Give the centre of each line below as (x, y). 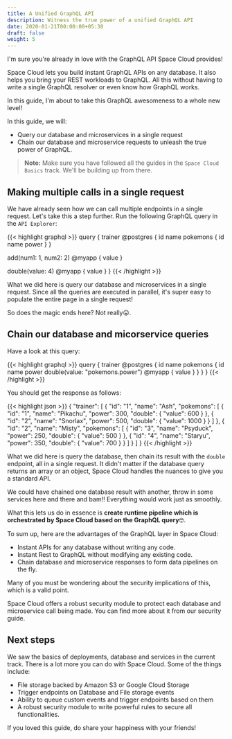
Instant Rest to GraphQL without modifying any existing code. (105, 554)
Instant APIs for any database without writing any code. (96, 547)
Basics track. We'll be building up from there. (88, 170)
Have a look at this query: (44, 351)
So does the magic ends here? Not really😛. (69, 312)
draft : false (26, 33)
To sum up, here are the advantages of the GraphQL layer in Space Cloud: (113, 533)
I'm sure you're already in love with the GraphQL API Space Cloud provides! (115, 59)
